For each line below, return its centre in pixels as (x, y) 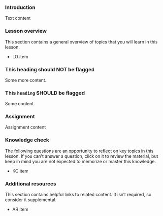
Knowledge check (27, 140)
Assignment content (26, 127)
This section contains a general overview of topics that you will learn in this (81, 42)
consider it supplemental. (31, 200)
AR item (20, 210)
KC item (20, 171)
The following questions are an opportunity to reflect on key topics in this (79, 151)
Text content (18, 18)
